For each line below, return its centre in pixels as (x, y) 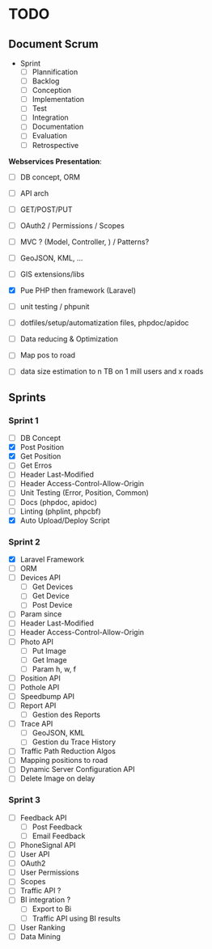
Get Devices (53, 587)
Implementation (58, 100)
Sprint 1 (23, 420)
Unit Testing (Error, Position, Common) (85, 493)
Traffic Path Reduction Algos (68, 751)
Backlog (46, 81)
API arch (34, 193)
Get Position (40, 456)
